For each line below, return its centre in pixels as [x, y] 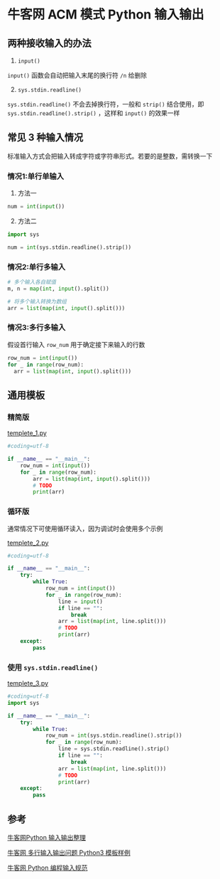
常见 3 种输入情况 [45, 138]
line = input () [80, 602]
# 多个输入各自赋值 [32, 282]
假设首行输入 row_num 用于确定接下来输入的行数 [76, 344]
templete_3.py [28, 683]
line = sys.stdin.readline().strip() [114, 749]
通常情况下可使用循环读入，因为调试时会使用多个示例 [85, 528]
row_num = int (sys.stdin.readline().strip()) [114, 736]
